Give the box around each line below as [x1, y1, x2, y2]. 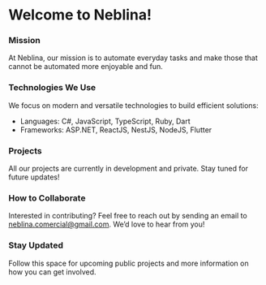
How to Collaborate [8, 192, 86, 204]
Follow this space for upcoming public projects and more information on [8, 258, 249, 268]
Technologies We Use [8, 82, 97, 93]
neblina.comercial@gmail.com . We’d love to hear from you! [8, 219, 205, 229]
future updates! [8, 172, 60, 182]
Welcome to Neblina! [8, 6, 152, 24]
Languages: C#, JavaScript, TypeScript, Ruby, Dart [19, 116, 191, 126]
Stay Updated [8, 240, 63, 251]
